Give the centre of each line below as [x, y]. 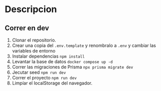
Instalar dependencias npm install [48, 56]
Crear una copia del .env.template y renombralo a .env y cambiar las [84, 45]
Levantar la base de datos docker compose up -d [62, 61]
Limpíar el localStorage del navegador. [52, 83]
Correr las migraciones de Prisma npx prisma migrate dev [73, 67]
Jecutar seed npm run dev [39, 72]
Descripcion [31, 9]
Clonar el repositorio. [34, 40]
